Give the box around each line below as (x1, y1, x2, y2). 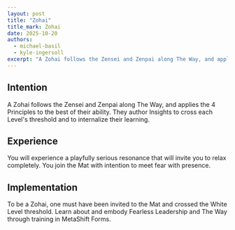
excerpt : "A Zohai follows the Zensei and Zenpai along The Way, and (7, 56, 215, 63)
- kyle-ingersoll (13, 50, 64, 57)
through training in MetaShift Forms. (7, 215, 112, 224)
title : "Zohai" (7, 17, 52, 24)
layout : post (7, 10, 45, 17)
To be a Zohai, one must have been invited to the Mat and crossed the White (7, 200, 227, 208)
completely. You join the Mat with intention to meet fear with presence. (7, 161, 211, 170)
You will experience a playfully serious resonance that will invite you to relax (7, 154, 227, 162)
